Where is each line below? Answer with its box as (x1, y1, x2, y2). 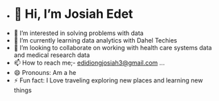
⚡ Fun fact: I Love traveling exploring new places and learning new (13, 76, 203, 85)
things (13, 86, 32, 94)
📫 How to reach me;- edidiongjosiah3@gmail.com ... (13, 58, 165, 67)
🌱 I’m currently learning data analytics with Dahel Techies (13, 36, 178, 44)
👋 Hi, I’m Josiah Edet (13, 6, 133, 22)
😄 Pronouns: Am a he (13, 68, 77, 76)
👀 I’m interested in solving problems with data (13, 29, 144, 37)
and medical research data (13, 51, 91, 59)
